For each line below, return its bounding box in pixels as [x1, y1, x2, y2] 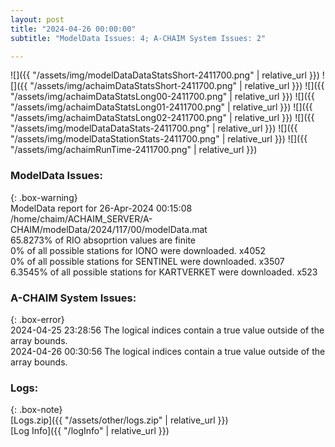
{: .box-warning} [10, 191, 78, 203]
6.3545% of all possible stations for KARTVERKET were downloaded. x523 [10, 266, 318, 278]
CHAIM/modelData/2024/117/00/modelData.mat [10, 223, 208, 235]
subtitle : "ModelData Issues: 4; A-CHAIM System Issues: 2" [10, 33, 267, 43]
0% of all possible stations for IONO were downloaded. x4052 [10, 244, 267, 256]
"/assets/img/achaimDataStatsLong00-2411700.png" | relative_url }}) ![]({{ [10, 91, 315, 103]
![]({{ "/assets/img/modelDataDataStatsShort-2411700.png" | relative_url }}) [10, 69, 320, 81]
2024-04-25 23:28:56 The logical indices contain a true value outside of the [10, 324, 325, 336]
